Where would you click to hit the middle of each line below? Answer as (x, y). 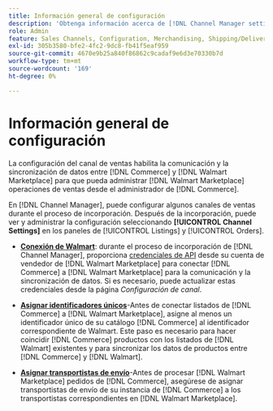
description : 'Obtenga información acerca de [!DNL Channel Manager (127, 24)
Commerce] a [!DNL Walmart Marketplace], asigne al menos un (126, 314)
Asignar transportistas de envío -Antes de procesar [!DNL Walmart (132, 372)
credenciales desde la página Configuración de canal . (111, 289)
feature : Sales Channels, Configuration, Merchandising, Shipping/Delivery (139, 39)
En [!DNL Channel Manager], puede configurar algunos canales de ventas (132, 204)
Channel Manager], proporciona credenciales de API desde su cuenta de (142, 255)
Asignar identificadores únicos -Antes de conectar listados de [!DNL (136, 305)
